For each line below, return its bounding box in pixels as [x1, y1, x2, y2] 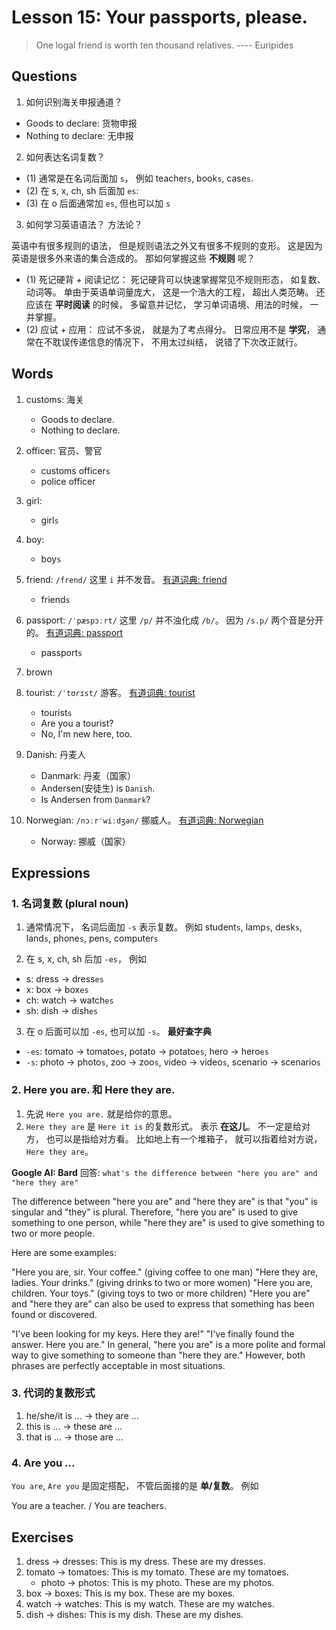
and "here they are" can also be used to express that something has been [11, 1297, 315, 1310]
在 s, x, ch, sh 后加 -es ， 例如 [25, 953, 147, 965]
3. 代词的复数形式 [11, 1386, 96, 1400]
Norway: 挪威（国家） [40, 835, 131, 847]
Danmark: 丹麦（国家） [40, 769, 137, 781]
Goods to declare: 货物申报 [25, 117, 138, 129]
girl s [40, 514, 59, 526]
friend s [40, 593, 71, 605]
